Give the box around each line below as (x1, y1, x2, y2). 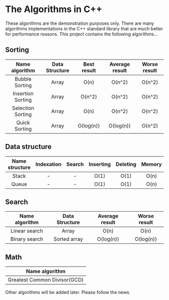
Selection (12, 105, 34, 112)
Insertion (12, 90, 34, 97)
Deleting (115, 161, 137, 168)
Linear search (11, 227, 43, 234)
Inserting (89, 161, 111, 168)
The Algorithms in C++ (5, 4, 102, 15)
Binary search (10, 236, 44, 243)
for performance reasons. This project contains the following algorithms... (5, 31, 158, 37)
